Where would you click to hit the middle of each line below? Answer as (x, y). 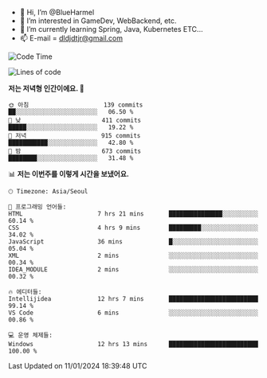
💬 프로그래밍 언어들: (37, 207)
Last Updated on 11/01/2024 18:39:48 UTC (78, 366)
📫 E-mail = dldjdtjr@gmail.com (71, 38)
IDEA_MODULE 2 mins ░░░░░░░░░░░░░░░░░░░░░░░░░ (133, 270)
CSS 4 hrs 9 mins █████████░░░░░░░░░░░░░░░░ (133, 228)
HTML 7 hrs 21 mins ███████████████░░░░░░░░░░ (133, 214)
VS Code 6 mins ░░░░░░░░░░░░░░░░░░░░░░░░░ (133, 313)
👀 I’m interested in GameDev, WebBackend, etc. (98, 21)
